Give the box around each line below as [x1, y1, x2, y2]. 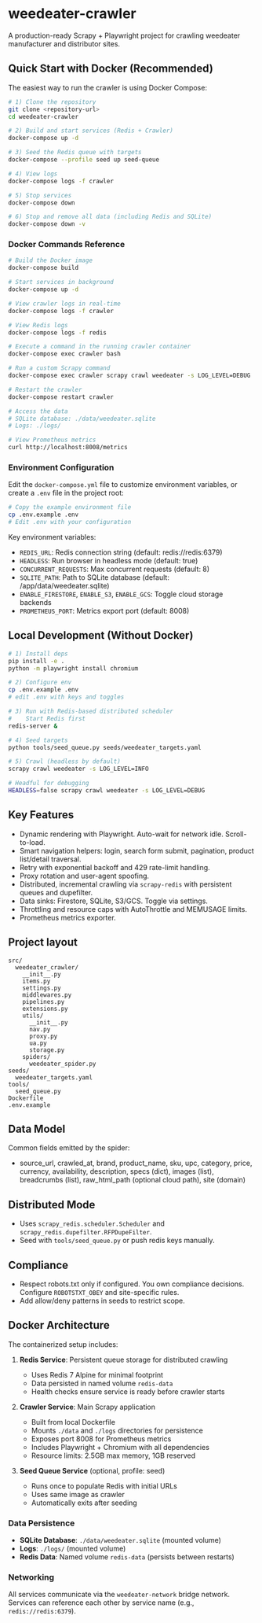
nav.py [28, 1025, 51, 1033]
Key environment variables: [8, 532, 96, 541]
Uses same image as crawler [31, 1489, 126, 1499]
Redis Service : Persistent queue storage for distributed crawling [19, 1355, 228, 1364]
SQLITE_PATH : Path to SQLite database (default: [19, 572, 170, 582]
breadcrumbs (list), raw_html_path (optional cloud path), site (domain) [19, 1175, 246, 1185]
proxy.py [28, 1032, 58, 1040]
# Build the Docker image [8, 256, 93, 264]
